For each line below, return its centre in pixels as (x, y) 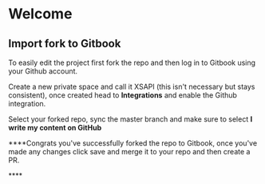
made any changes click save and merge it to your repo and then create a (129, 152)
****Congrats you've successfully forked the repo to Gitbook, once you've (133, 143)
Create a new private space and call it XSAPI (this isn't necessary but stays (132, 86)
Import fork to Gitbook (65, 44)
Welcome (40, 14)
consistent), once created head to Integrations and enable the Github (123, 95)
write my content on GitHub (55, 128)
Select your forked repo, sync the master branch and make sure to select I (131, 119)
